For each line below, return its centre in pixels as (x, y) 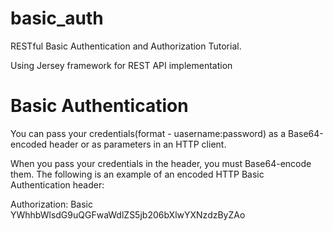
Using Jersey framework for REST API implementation (121, 65)
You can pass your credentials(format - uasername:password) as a (148, 133)
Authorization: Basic (51, 204)
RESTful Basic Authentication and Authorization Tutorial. (126, 46)
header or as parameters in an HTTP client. (138, 144)
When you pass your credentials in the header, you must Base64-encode (161, 163)
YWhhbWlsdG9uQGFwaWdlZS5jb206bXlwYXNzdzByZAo (128, 214)
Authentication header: (57, 184)
